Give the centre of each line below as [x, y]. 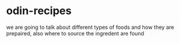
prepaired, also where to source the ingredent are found [75, 33]
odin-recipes [39, 11]
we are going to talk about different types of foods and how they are [90, 27]
